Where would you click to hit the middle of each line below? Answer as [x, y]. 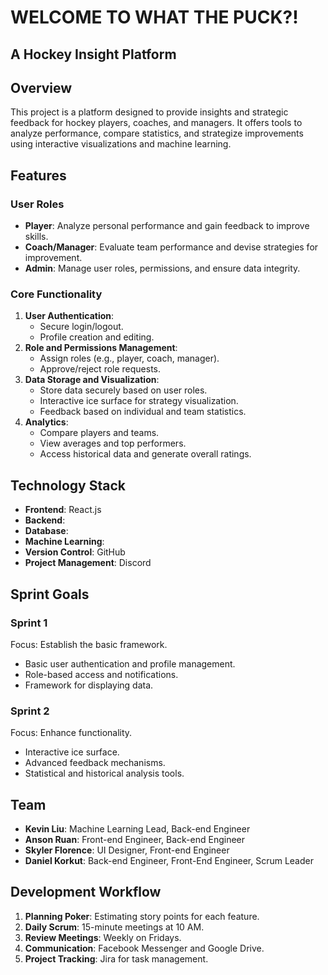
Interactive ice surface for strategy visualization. [139, 401]
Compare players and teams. [99, 433]
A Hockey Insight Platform [93, 54]
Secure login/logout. [81, 327]
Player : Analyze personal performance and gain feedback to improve [167, 226]
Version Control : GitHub [75, 552]
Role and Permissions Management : [101, 348]
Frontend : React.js [63, 510]
